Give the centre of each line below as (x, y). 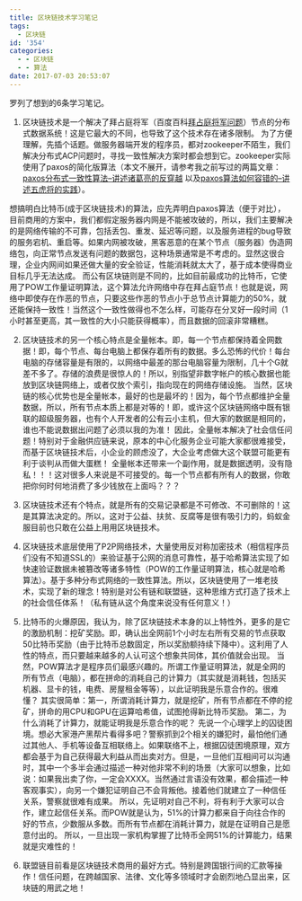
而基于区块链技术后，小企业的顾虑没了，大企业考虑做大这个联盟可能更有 (156, 452)
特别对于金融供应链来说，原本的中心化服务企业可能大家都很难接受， (164, 440)
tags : (19, 26)
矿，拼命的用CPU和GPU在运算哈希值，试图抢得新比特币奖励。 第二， (151, 711)
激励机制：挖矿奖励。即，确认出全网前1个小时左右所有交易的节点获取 (158, 632)
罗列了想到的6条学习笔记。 (59, 102)
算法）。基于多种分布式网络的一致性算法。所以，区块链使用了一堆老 (147, 579)
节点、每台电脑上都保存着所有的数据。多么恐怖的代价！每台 (180, 350)
